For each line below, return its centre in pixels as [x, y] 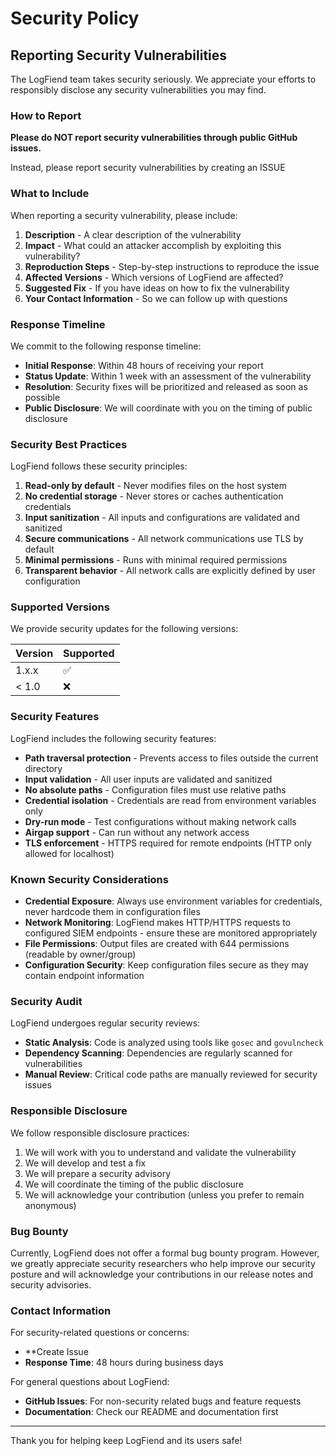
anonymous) [50, 1205]
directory [43, 768]
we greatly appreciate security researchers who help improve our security [163, 1263]
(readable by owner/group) [80, 954]
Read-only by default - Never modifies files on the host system [156, 486]
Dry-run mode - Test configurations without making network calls [160, 821]
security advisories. [51, 1284]
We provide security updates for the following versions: [124, 629]
